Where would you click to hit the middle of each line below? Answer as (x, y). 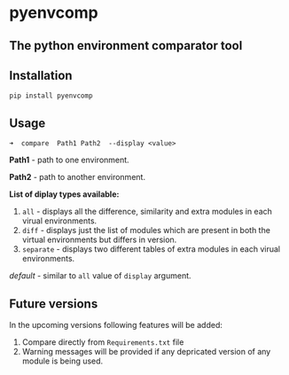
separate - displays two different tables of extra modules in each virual (151, 249)
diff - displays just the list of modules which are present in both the (146, 230)
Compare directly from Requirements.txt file (103, 342)
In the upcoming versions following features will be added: (116, 325)
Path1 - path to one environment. (70, 160)
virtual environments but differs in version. (99, 240)
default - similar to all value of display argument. (101, 276)
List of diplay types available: (64, 194)
